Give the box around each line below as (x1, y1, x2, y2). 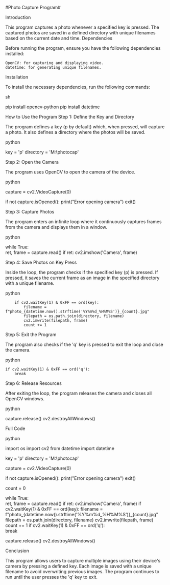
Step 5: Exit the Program (5, 331, 57, 338)
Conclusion (5, 548, 30, 554)
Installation (5, 74, 29, 80)
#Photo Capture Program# (5, 5, 61, 10)
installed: (5, 51, 25, 56)
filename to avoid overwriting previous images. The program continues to (5, 569, 160, 574)
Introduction (5, 14, 31, 20)
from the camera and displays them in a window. (5, 224, 107, 230)
